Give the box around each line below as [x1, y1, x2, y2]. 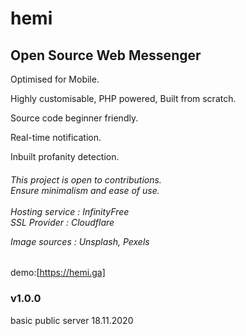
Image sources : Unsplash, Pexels [10, 235, 150, 247]
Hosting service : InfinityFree [10, 205, 130, 217]
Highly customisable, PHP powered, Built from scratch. [10, 93, 237, 104]
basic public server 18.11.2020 [10, 314, 134, 326]
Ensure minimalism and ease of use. [10, 184, 160, 196]
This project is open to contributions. [10, 173, 162, 186]
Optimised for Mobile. [10, 73, 100, 85]
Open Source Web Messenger [10, 47, 202, 64]
